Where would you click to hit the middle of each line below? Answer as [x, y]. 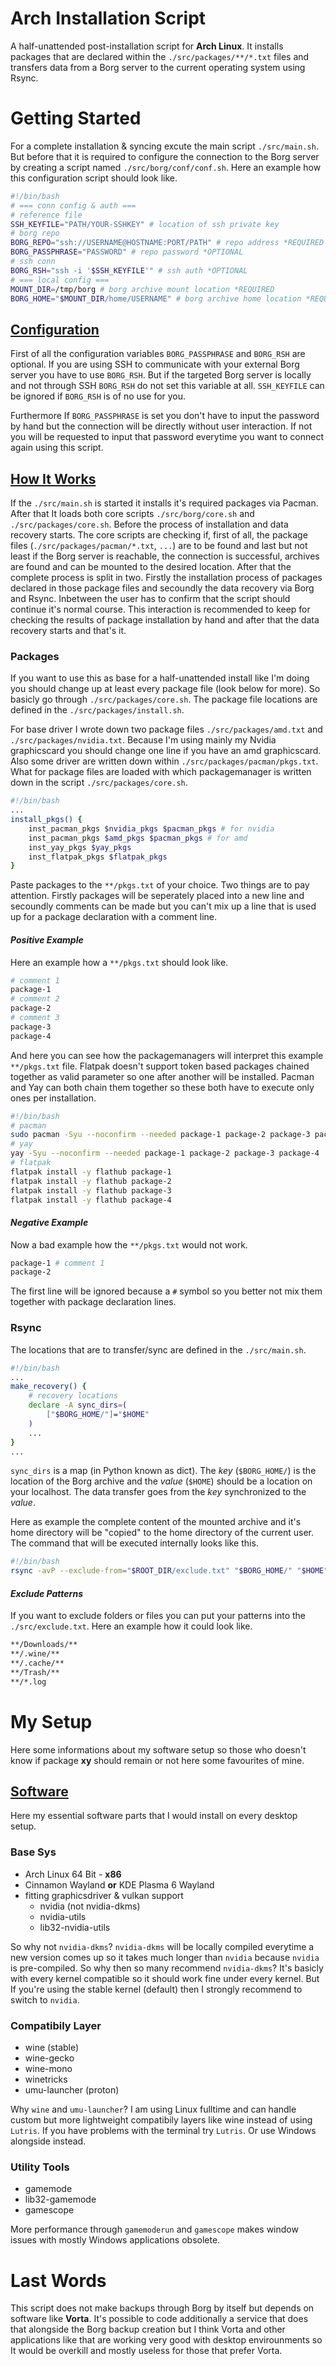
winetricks [46, 2079]
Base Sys [33, 1852]
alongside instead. [48, 2141]
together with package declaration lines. [93, 1302]
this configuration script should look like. [94, 178]
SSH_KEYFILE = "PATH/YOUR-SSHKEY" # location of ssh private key [145, 224]
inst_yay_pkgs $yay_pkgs [80, 847]
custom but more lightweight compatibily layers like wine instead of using [161, 2120]
